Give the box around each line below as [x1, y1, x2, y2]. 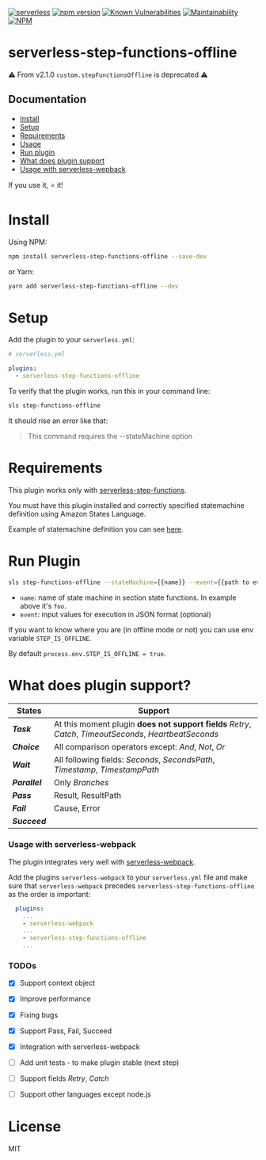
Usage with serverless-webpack [8, 839, 137, 850]
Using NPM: [8, 237, 47, 246]
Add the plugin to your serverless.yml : [8, 335, 135, 345]
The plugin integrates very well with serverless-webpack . [8, 857, 196, 867]
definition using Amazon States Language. [8, 509, 146, 518]
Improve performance [19, 994, 91, 1004]
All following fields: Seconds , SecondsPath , [54, 754, 215, 765]
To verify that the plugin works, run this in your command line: [8, 387, 211, 395]
